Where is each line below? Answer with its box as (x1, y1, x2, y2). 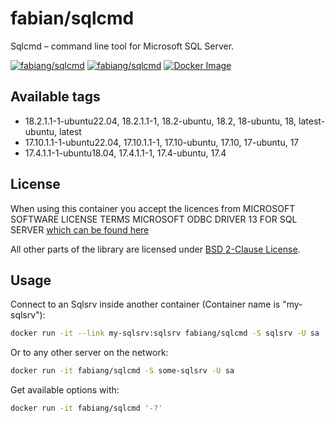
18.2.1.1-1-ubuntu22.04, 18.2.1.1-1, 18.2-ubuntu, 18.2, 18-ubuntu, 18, (24, 115, 297, 127)
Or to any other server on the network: (10, 347, 169, 359)
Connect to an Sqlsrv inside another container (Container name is (10, 298, 281, 311)
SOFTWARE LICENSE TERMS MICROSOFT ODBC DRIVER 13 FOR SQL (10, 213, 298, 225)
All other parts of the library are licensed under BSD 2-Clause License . (10, 243, 301, 255)
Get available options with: (10, 384, 120, 396)
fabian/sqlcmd (10, 7, 135, 30)
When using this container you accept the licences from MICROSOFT (10, 202, 296, 214)
